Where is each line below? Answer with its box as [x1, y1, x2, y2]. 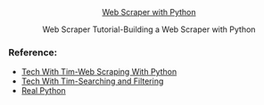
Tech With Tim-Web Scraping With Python [21, 67, 177, 77]
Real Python [21, 85, 66, 96]
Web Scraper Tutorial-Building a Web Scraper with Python [42, 24, 256, 35]
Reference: [8, 46, 58, 59]
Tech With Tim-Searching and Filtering [21, 76, 164, 86]
